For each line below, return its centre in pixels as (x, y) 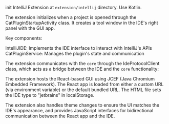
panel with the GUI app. (30, 28)
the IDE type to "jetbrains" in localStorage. (50, 95)
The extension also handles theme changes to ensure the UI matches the (82, 105)
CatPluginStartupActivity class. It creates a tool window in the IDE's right (82, 23)
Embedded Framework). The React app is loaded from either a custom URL (84, 84)
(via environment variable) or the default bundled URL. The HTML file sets (83, 90)
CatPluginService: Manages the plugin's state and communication (75, 54)
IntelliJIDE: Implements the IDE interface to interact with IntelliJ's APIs (79, 48)
